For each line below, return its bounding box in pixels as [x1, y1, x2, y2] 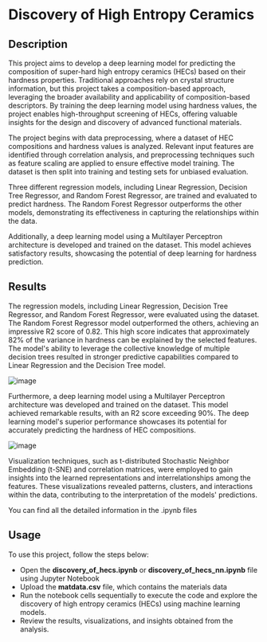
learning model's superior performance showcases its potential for [8, 417, 227, 426]
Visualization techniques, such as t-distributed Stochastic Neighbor [8, 456, 230, 465]
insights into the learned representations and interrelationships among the [8, 472, 251, 483]
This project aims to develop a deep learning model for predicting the [8, 58, 236, 68]
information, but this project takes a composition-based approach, [8, 84, 226, 93]
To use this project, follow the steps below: [8, 550, 149, 559]
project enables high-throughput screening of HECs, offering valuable [8, 109, 238, 119]
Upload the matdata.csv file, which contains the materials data [19, 581, 227, 591]
